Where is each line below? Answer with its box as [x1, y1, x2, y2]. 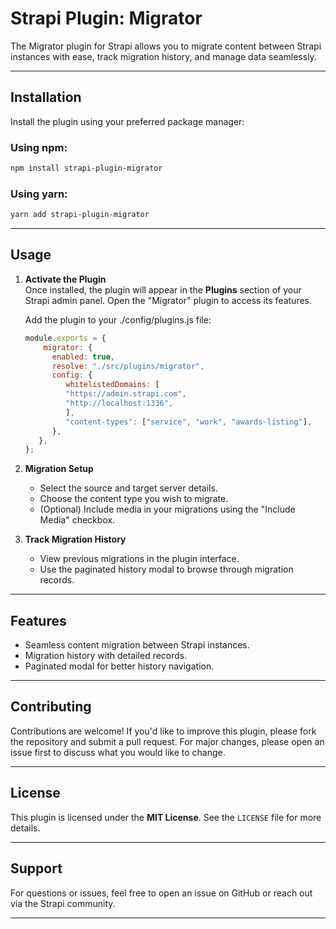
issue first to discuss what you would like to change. [10, 746, 226, 758]
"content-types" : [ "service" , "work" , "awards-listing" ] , [65, 417, 313, 427]
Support [10, 860, 63, 877]
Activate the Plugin [24, 273, 107, 285]
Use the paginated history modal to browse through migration [39, 563, 294, 576]
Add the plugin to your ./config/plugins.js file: [24, 313, 212, 326]
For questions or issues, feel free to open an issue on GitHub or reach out [10, 887, 313, 899]
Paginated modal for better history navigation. [24, 660, 215, 672]
